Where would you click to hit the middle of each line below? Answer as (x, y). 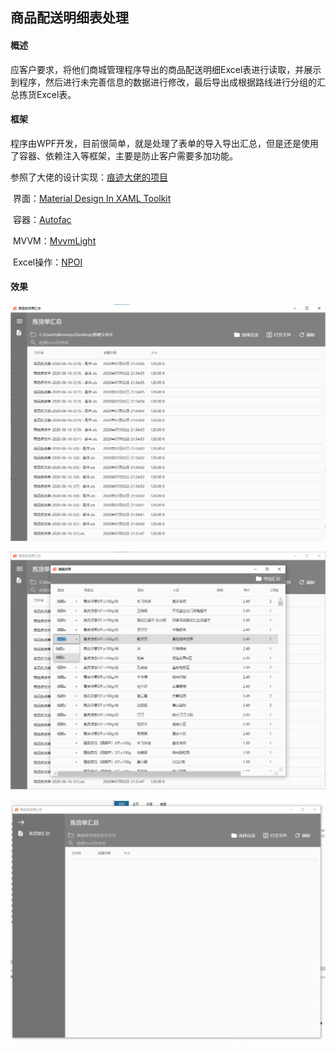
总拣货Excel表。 (43, 94)
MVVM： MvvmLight (54, 240)
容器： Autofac (42, 219)
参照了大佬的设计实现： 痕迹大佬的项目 (89, 177)
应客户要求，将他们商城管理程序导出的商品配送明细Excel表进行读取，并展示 (166, 69)
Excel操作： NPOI (47, 262)
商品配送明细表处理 (69, 18)
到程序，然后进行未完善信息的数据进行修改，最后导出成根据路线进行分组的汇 (168, 82)
